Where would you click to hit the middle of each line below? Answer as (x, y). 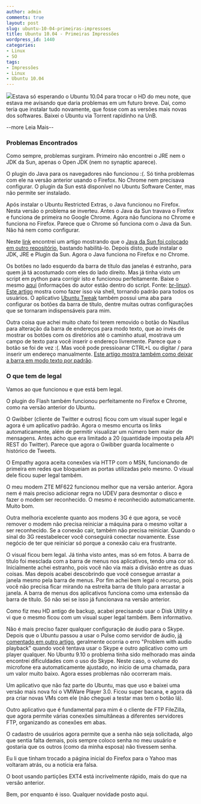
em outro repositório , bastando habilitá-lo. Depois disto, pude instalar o (94, 248)
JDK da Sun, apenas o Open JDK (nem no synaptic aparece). (82, 162)
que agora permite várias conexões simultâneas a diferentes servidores (95, 716)
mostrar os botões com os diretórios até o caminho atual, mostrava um (94, 335)
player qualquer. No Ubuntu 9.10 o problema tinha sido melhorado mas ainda (101, 654)
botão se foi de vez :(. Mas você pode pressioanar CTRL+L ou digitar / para (99, 348)
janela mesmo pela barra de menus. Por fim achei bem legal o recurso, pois (100, 580)
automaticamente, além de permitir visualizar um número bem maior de (94, 431)
